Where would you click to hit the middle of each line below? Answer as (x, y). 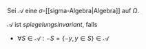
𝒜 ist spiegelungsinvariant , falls (52, 24)
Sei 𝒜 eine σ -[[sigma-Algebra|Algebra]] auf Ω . (73, 11)
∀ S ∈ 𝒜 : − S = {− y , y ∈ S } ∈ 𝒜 (63, 38)
